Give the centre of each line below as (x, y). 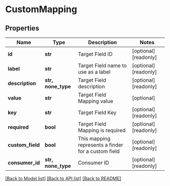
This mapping (94, 138)
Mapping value (95, 101)
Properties (22, 28)
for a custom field (99, 151)
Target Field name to (102, 66)
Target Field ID (95, 54)
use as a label (94, 72)
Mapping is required (102, 130)
